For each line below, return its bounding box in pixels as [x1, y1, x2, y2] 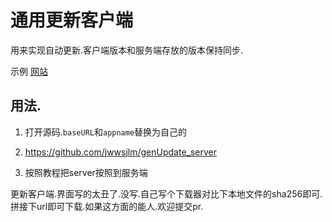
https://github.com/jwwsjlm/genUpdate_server [24, 146, 218, 158]
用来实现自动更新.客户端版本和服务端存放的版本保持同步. [10, 44, 244, 56]
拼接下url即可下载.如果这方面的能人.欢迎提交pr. [10, 200, 204, 212]
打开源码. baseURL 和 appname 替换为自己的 [24, 126, 188, 138]
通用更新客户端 [10, 9, 134, 32]
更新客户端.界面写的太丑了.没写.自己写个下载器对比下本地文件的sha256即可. [10, 187, 323, 200]
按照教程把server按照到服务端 [24, 166, 148, 178]
